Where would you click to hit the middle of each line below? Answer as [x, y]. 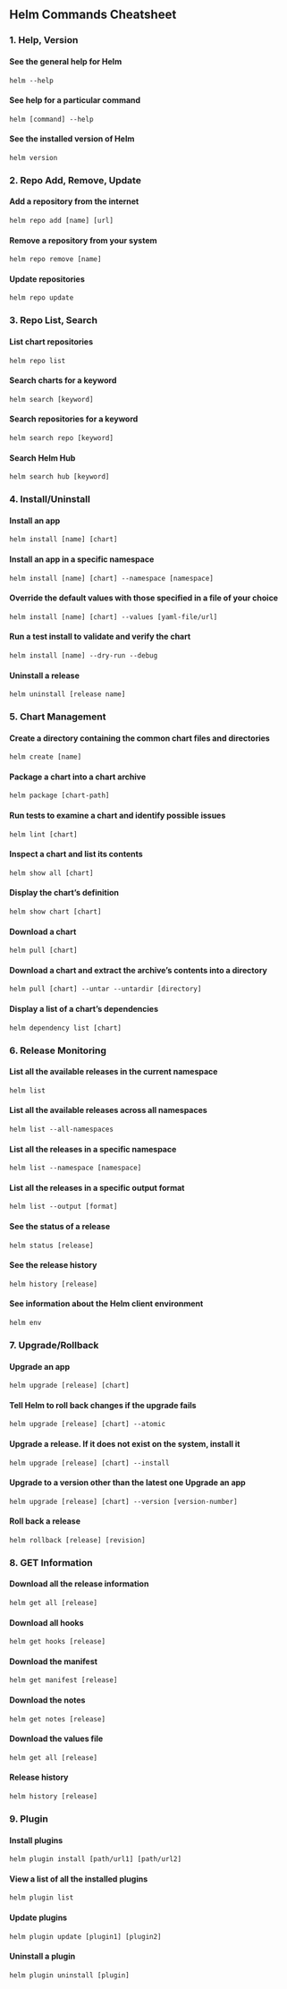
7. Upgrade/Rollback [54, 1345]
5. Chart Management [58, 717]
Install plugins [36, 1840]
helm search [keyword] [51, 399]
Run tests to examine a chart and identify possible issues [118, 816]
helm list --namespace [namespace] [76, 1168]
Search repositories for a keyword [74, 419]
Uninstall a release [45, 676]
